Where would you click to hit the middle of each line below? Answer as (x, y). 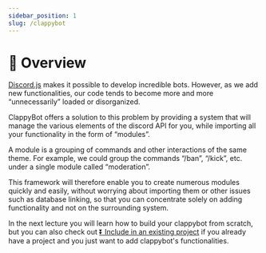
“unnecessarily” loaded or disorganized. (74, 102)
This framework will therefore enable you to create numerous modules (124, 183)
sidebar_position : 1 (43, 16)
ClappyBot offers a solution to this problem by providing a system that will (130, 118)
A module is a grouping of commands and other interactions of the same (128, 150)
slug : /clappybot (37, 23)
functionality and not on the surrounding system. (89, 208)
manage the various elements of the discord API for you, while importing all (132, 126)
